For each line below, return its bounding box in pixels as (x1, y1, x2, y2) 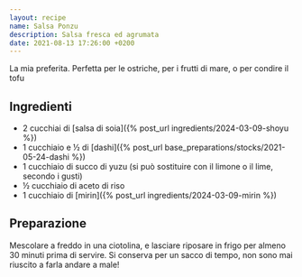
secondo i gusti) (22, 171, 83, 181)
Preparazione (9, 216, 87, 231)
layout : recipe (9, 13, 67, 23)
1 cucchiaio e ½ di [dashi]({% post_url (22, 142, 163, 153)
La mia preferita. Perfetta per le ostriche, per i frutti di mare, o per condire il (9, 63, 289, 74)
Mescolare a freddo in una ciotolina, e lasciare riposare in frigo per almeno (9, 240, 287, 251)
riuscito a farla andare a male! (9, 259, 120, 270)
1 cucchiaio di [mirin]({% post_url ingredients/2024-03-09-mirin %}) (22, 190, 278, 201)
